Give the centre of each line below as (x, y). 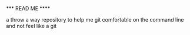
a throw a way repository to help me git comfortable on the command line (95, 20)
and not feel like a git (31, 26)
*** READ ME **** (28, 8)
